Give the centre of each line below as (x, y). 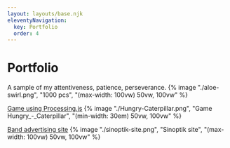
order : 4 (26, 33)
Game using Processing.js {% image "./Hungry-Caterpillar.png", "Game (110, 109)
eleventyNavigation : (38, 20)
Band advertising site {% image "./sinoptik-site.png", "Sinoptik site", (105, 130)
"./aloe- (208, 88)
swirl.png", (23, 95)
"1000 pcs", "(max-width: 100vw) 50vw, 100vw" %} (114, 95)
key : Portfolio (36, 27)
